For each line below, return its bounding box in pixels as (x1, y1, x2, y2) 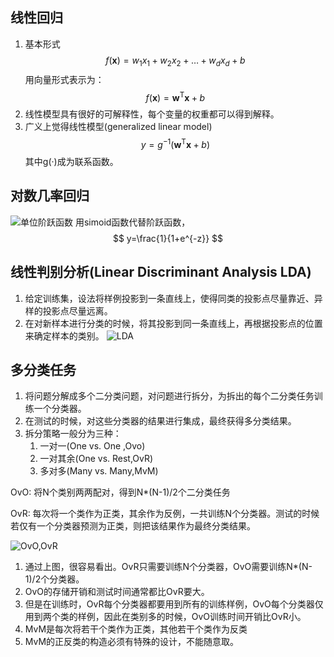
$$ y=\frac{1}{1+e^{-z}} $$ (112, 232, 224, 244)
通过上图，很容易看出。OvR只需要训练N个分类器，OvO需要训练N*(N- (24, 561, 313, 573)
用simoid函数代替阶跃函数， (74, 216, 191, 228)
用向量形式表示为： (24, 73, 105, 85)
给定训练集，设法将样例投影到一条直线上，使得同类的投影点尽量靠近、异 (24, 292, 323, 304)
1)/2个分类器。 (24, 573, 85, 585)
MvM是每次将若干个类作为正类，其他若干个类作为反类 (24, 623, 248, 635)
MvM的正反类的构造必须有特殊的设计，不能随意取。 (24, 636, 240, 648)
